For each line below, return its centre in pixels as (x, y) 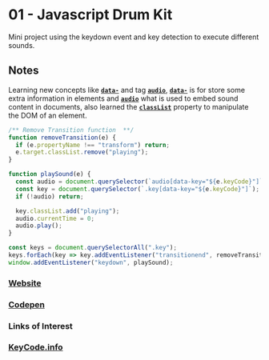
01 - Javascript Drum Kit (90, 15)
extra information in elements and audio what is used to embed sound (123, 98)
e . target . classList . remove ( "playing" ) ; (82, 152)
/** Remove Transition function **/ (71, 130)
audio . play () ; (39, 226)
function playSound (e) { (50, 174)
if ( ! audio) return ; (50, 196)
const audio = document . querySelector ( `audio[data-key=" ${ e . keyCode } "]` (139, 182)
